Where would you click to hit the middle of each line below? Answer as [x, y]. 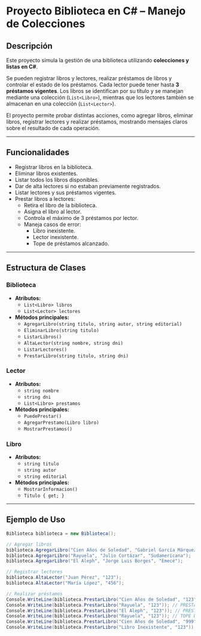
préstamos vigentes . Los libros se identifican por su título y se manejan [95, 91]
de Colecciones [46, 24]
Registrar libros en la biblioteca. [54, 167]
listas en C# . [22, 67]
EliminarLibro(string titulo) [62, 330]
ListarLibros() [42, 337]
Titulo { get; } [44, 496]
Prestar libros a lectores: [45, 198]
